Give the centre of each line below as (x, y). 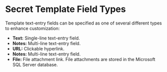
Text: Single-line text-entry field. (46, 38)
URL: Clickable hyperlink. (38, 48)
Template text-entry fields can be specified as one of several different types (83, 23)
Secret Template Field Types (65, 9)
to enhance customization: (32, 28)
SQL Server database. (35, 64)
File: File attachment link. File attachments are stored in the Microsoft (84, 59)
